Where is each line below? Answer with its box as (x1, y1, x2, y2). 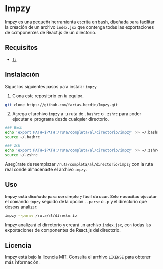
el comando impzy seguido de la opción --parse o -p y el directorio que (5, 198, 147, 204)
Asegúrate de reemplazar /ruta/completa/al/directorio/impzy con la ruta (5, 161, 153, 167)
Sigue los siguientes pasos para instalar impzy (5, 83, 97, 89)
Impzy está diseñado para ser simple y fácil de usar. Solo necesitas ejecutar (5, 193, 157, 199)
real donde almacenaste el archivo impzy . (5, 166, 87, 172)
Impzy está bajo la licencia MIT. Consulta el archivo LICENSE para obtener (5, 254, 151, 260)
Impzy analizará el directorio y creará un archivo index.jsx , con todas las (5, 222, 151, 228)
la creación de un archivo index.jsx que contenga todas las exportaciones (5, 24, 154, 30)
